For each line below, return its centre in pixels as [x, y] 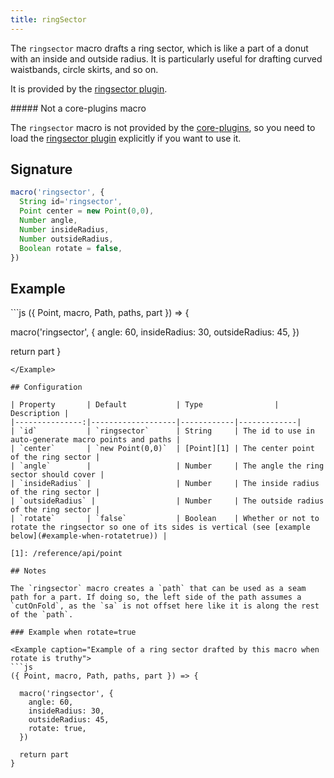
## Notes [28, 571]
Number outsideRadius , [66, 239]
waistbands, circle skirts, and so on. [84, 69]
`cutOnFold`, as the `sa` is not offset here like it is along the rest [165, 606]
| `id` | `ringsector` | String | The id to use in [162, 431]
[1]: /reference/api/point [66, 554]
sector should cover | [57, 475]
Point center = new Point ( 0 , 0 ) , [87, 211]
